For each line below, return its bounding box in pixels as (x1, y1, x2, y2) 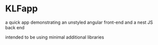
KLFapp (5, 3, 38, 14)
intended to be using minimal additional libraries (5, 34, 104, 40)
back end (5, 24, 25, 30)
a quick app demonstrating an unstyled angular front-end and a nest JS (5, 19, 153, 25)
